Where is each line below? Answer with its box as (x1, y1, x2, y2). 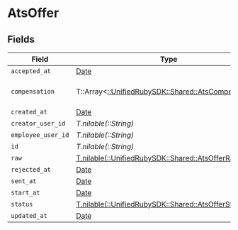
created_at (11, 108, 47, 116)
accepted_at (11, 67, 52, 75)
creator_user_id (11, 119, 66, 127)
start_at (11, 189, 40, 197)
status (11, 200, 33, 208)
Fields (7, 33, 35, 45)
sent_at (11, 177, 37, 185)
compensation (11, 87, 55, 95)
